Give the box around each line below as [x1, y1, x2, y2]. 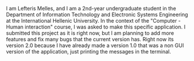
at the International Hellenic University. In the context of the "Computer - [6, 17, 181, 24]
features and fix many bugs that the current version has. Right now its [6, 36, 174, 42]
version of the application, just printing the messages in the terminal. [6, 48, 171, 55]
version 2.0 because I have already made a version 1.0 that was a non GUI [6, 42, 184, 49]
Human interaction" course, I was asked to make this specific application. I [6, 23, 186, 30]
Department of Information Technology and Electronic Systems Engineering [6, 11, 188, 18]
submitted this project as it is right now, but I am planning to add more [6, 30, 174, 37]
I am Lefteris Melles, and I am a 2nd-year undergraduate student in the [6, 5, 176, 12]
